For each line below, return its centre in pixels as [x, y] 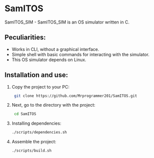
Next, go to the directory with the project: [53, 105]
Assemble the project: [34, 142]
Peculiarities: [25, 37]
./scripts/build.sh [32, 151]
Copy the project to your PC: [40, 87]
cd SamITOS [25, 114]
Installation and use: [36, 75]
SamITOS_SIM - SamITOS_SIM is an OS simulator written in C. [67, 22]
